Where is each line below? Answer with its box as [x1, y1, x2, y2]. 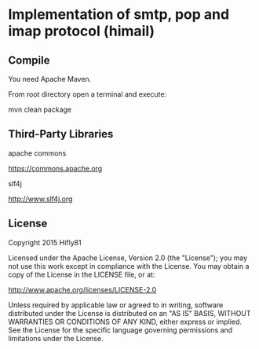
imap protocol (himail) [8, 22, 155, 40]
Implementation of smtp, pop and [8, 6, 230, 24]
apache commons [8, 148, 67, 158]
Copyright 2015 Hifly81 [8, 237, 82, 247]
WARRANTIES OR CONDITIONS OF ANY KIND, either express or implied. [8, 317, 242, 326]
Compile [8, 53, 50, 67]
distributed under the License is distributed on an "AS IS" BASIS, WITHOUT [8, 308, 251, 318]
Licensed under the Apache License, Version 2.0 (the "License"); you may [8, 253, 248, 263]
